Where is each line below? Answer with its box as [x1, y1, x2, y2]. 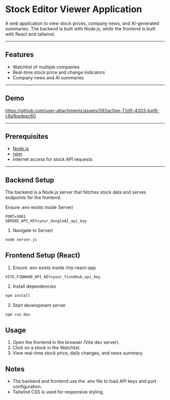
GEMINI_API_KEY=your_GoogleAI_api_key [5, 218, 87, 224]
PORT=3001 [5, 214, 26, 219]
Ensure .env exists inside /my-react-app [12, 264, 96, 271]
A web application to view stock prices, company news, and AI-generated [5, 20, 159, 26]
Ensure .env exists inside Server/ [5, 204, 73, 210]
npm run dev [5, 312, 30, 317]
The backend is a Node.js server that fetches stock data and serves [5, 189, 147, 195]
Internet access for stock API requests [12, 156, 93, 162]
